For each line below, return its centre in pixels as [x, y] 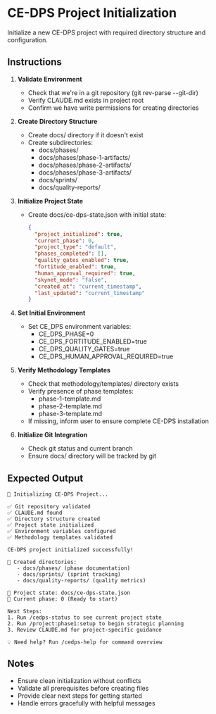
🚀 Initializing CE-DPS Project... [58, 494]
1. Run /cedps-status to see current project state [84, 618]
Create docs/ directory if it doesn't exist [85, 134]
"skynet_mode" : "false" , [71, 280]
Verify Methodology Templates [64, 370]
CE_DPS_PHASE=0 [66, 334]
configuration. [27, 39]
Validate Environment [50, 79]
